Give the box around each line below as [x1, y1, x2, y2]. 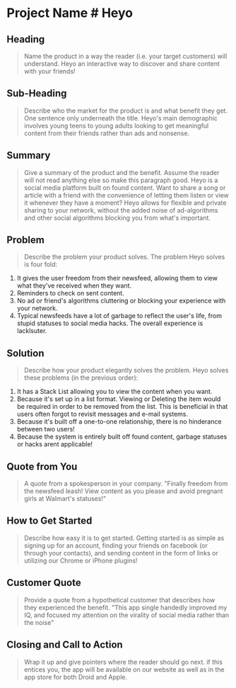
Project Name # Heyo [6, 5, 134, 21]
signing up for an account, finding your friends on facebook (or [23, 541, 208, 550]
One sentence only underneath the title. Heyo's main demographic [23, 113, 218, 122]
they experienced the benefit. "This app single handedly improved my [23, 603, 228, 611]
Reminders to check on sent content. [16, 289, 124, 298]
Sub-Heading [6, 87, 67, 100]
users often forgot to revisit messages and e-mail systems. [16, 410, 189, 419]
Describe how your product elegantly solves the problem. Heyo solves [23, 366, 229, 375]
